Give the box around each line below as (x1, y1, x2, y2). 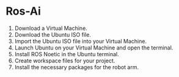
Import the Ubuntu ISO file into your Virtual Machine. (14, 37, 147, 45)
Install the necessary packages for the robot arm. (14, 63, 139, 71)
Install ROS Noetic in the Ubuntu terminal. (14, 50, 120, 57)
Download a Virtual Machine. (14, 24, 88, 32)
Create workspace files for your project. (14, 57, 115, 64)
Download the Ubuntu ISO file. (14, 31, 91, 38)
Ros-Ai (5, 4, 41, 18)
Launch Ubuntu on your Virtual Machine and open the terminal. (14, 44, 174, 51)
